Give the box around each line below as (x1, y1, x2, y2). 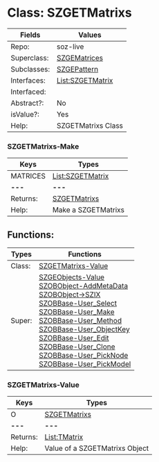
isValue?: (10, 109, 39, 119)
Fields (19, 30, 41, 40)
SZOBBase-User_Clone (39, 342, 115, 352)
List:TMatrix (44, 432, 84, 442)
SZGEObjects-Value (39, 272, 105, 282)
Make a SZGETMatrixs (52, 205, 124, 215)
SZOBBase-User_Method (39, 316, 122, 326)
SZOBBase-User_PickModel (39, 359, 131, 369)
